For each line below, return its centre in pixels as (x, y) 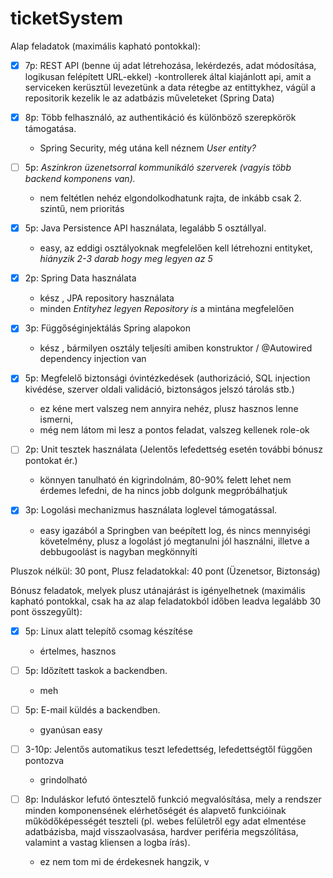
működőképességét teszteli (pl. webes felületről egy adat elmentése (165, 821)
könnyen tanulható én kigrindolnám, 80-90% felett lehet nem (165, 480)
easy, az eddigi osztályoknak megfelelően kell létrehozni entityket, (176, 248)
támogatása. (50, 129)
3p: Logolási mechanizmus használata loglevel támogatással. (151, 510)
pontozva (44, 760)
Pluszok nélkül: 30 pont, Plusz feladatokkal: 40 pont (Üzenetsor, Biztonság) (165, 571)
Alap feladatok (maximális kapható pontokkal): (105, 46)
